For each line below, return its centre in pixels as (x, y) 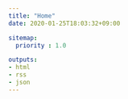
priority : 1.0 (41, 45)
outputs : (23, 60)
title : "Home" (32, 16)
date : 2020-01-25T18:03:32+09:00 (64, 23)
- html (19, 68)
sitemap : (23, 38)
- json (19, 82)
